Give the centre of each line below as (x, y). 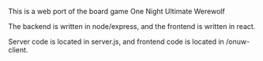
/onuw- (238, 41)
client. (18, 50)
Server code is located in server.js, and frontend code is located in (116, 41)
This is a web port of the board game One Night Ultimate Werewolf (116, 11)
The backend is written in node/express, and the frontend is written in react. (132, 26)
